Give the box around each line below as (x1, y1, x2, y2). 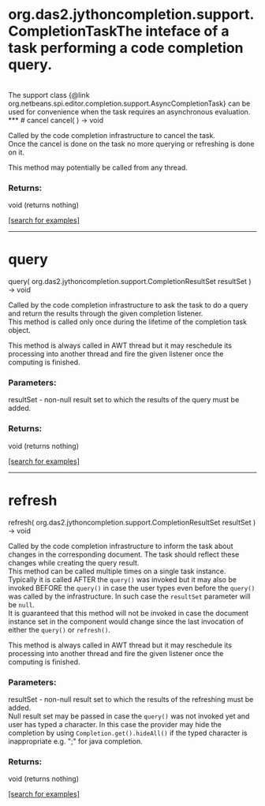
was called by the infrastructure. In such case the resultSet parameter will (8, 591, 251, 601)
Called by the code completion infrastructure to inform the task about (8, 541, 233, 550)
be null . (8, 599, 35, 609)
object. (8, 326, 32, 335)
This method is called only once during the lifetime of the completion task (8, 317, 247, 327)
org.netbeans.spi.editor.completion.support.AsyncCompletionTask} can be (8, 99, 251, 108)
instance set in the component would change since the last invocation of (8, 617, 244, 626)
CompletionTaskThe (8, 22, 143, 40)
